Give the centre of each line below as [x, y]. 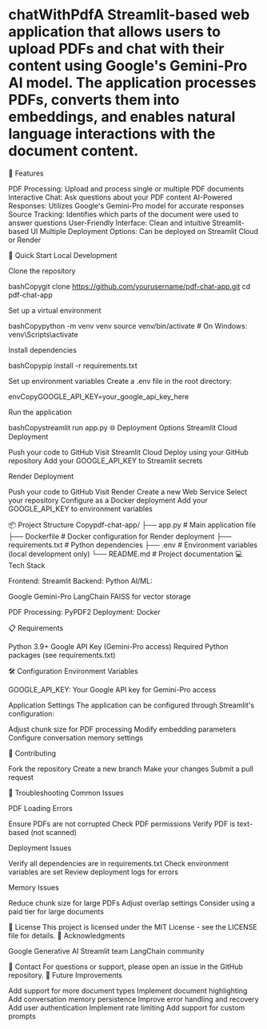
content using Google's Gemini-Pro [128, 66]
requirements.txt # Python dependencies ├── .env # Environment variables [133, 545]
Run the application [40, 412]
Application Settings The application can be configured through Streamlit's [131, 705]
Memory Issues [34, 887]
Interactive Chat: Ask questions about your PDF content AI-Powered [120, 197]
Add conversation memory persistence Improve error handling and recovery [133, 999]
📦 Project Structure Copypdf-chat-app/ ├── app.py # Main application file [132, 525]
